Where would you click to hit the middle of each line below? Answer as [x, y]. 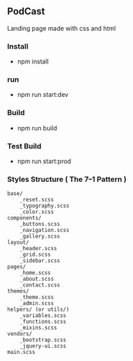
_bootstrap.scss [43, 340]
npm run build [37, 128]
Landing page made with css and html [62, 28]
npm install [33, 61]
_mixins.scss [38, 328]
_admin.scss [37, 304]
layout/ [18, 243]
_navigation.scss [45, 230]
